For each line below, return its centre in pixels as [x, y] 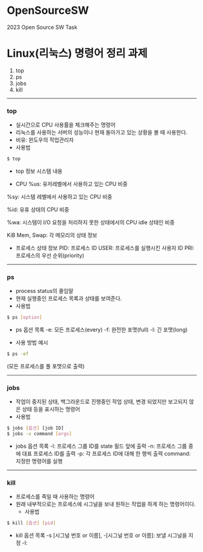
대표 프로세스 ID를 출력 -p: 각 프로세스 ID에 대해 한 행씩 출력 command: [106, 454]
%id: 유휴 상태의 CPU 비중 [38, 210]
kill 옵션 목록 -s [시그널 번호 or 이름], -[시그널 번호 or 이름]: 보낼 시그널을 [101, 535]
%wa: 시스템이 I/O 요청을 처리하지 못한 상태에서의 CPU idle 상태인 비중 [91, 222]
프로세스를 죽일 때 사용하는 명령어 [55, 497]
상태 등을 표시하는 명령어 [51, 409]
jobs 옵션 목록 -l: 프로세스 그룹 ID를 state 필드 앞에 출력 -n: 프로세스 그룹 [101, 446]
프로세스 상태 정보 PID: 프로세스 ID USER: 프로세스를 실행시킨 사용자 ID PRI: [105, 248]
